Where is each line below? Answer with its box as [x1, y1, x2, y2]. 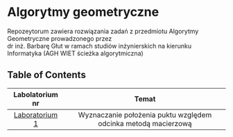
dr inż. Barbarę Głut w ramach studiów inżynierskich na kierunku [7, 42, 192, 50]
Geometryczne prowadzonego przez [7, 34, 112, 42]
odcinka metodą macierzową [98, 118, 192, 128]
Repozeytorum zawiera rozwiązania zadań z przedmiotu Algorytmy [7, 27, 199, 35]
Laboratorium [13, 110, 58, 120]
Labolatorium [13, 89, 59, 99]
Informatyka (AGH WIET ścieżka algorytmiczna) [7, 49, 144, 57]
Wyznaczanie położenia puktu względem [78, 110, 212, 120]
